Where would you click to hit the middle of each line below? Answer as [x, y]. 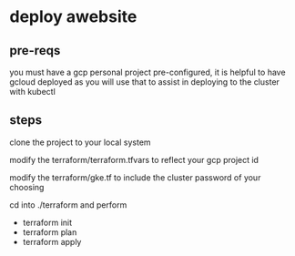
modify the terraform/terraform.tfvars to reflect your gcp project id [134, 159]
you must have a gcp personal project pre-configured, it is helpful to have [147, 72]
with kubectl [33, 92]
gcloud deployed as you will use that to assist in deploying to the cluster [145, 82]
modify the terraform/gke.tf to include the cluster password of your [135, 177]
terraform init [47, 222]
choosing [27, 187]
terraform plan [50, 232]
